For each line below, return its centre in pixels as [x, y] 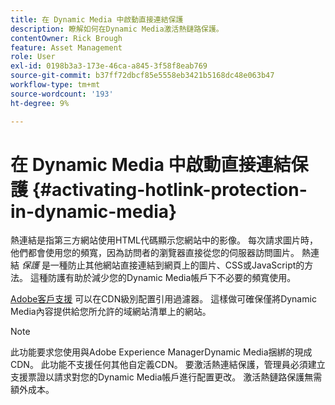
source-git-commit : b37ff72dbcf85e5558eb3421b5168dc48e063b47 [142, 76]
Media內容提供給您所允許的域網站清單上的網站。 [111, 312]
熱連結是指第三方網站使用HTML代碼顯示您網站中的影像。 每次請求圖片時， [164, 240]
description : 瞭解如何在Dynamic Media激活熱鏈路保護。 [117, 29]
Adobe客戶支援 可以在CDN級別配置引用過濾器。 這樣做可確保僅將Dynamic [163, 299]
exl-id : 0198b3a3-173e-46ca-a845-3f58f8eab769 [109, 66]
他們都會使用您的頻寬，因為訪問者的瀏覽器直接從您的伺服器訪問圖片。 [155, 253]
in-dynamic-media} [94, 211]
